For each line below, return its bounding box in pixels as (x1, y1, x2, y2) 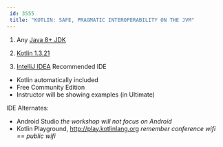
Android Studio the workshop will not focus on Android (16, 117, 173, 125)
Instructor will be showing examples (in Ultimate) (16, 90, 156, 99)
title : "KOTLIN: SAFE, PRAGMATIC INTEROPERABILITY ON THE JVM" (9, 17, 195, 23)
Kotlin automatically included (16, 75, 98, 84)
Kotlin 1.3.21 (16, 49, 50, 57)
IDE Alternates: (6, 104, 49, 112)
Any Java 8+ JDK (16, 35, 66, 43)
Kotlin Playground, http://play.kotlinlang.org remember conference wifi (16, 124, 216, 133)
